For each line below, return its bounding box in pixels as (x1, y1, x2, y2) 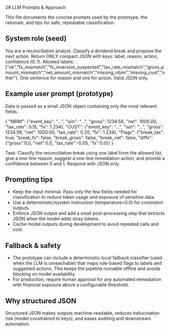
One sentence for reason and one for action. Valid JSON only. (19, 75, 149, 81)
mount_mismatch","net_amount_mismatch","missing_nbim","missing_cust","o (5, 69, 165, 75)
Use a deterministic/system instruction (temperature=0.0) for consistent (12, 199, 163, 205)
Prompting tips (5, 175, 53, 184)
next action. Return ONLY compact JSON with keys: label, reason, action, (5, 53, 158, 59)
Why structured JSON (5, 296, 77, 305)
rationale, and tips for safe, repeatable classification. (5, 20, 115, 25)
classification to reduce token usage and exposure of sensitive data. (12, 194, 156, 200)
